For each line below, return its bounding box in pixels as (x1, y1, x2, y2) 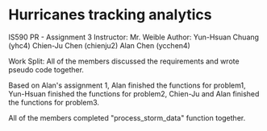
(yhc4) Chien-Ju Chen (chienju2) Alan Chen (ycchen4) (8, 40, 191, 50)
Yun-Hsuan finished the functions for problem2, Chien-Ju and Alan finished (8, 88, 260, 98)
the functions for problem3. (8, 97, 99, 107)
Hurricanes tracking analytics (8, 6, 212, 24)
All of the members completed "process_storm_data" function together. (8, 113, 246, 122)
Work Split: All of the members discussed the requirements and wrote (8, 56, 240, 66)
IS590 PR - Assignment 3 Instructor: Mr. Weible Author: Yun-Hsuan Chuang (8, 32, 260, 42)
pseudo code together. (8, 64, 85, 74)
